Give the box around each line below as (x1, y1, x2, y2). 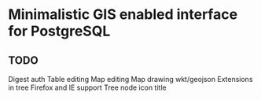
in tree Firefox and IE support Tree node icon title (8, 83, 167, 92)
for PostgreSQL (8, 22, 111, 40)
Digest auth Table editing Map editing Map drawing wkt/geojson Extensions (8, 75, 253, 83)
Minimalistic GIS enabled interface (8, 6, 238, 24)
